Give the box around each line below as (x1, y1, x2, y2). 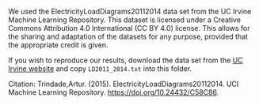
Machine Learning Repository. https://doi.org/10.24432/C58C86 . (8, 88, 219, 97)
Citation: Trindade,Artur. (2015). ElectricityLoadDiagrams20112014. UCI (8, 79, 239, 88)
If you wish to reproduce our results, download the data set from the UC (8, 55, 243, 65)
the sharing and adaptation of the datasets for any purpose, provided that (8, 32, 248, 41)
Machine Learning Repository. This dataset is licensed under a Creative (8, 15, 242, 24)
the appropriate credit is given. (8, 40, 109, 50)
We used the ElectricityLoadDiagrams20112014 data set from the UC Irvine (8, 7, 252, 16)
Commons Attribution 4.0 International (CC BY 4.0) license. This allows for (8, 24, 251, 32)
